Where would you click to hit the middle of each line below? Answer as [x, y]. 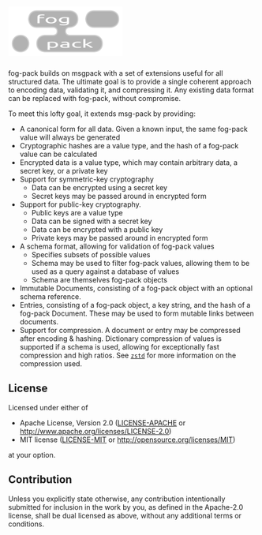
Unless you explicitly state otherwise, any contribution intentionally [117, 499]
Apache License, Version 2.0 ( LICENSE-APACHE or [103, 423]
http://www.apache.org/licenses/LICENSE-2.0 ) [95, 431]
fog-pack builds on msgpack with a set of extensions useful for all [116, 73]
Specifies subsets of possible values [91, 254]
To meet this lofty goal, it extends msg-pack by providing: [102, 114]
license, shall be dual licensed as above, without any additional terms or [125, 515]
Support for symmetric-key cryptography [86, 179]
